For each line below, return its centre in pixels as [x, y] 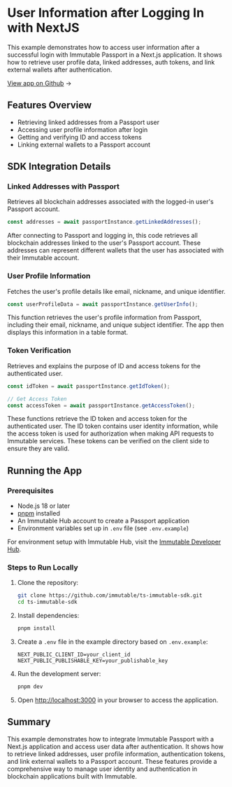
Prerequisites [30, 490]
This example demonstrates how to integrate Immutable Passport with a [111, 739]
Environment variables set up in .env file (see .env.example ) [103, 528]
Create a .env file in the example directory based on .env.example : [113, 642]
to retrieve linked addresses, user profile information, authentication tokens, [116, 754]
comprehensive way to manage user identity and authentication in [102, 769]
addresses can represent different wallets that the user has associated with [116, 250]
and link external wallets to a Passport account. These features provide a [112, 761]
